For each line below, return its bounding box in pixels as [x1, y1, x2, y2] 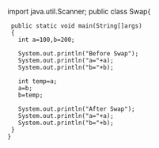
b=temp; [17, 91, 44, 99]
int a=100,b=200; [17, 36, 76, 44]
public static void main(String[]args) [10, 22, 143, 30]
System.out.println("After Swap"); [17, 105, 135, 113]
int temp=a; [17, 78, 58, 85]
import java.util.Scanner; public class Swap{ [7, 7, 151, 16]
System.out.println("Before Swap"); [17, 50, 139, 58]
